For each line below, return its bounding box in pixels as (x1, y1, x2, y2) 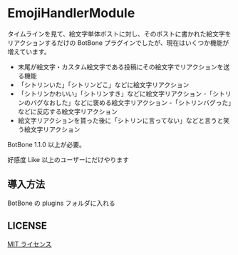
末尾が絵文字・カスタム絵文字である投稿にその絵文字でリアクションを (17, 62, 224, 71)
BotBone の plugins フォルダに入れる (7, 199, 115, 207)
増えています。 (7, 47, 51, 56)
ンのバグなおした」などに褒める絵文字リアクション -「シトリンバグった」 (17, 98, 232, 106)
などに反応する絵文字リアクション (17, 107, 118, 116)
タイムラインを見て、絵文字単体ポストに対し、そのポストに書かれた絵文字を (7, 29, 232, 38)
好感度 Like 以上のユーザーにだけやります (7, 155, 130, 164)
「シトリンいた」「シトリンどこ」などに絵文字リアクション (17, 80, 190, 89)
